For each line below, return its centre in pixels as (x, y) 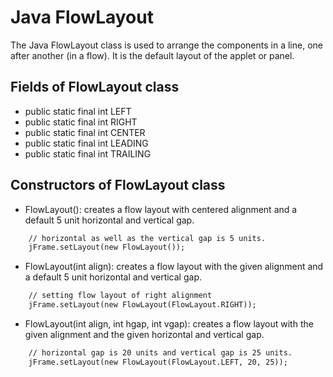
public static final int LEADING (86, 143)
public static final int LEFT (78, 111)
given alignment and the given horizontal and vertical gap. (144, 335)
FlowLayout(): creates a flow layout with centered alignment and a (161, 209)
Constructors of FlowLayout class (118, 185)
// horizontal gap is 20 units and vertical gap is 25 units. (160, 353)
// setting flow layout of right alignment (120, 296)
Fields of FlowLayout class (95, 87)
